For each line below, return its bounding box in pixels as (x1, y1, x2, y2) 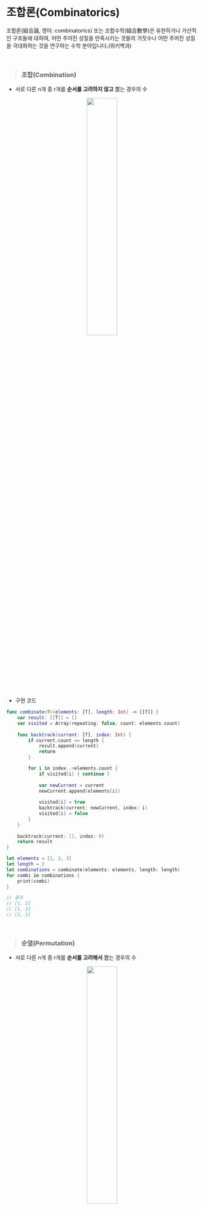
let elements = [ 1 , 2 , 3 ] (6, 855, 72, 861)
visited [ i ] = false (38, 810, 88, 817)
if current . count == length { (28, 737, 104, 743)
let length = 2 (6, 861, 45, 868)
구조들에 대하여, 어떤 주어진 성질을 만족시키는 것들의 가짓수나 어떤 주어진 (12, 34, 184, 41)
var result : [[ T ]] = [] (17, 715, 78, 721)
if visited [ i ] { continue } (38, 771, 110, 777)
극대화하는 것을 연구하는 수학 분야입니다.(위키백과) (12, 42, 132, 49)
